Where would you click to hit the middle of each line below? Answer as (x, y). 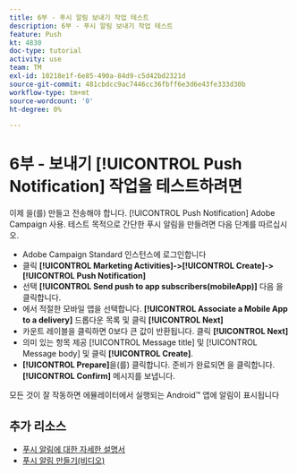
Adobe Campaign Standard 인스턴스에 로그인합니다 (114, 254)
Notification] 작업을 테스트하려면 (126, 187)
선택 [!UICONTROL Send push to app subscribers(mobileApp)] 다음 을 (153, 287)
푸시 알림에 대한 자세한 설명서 (73, 449)
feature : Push (36, 34)
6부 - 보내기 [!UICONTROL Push (126, 164)
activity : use (36, 59)
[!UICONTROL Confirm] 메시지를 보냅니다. (99, 376)
